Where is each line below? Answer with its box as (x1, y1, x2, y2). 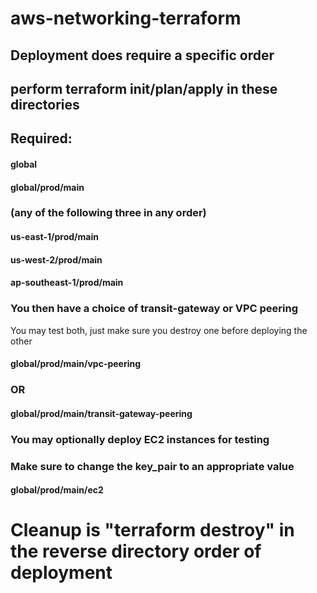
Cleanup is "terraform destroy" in (10, 519, 295, 542)
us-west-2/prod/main (10, 253, 103, 266)
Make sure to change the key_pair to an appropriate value (10, 459, 295, 473)
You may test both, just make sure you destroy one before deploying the (10, 324, 308, 336)
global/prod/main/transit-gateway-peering (10, 407, 193, 419)
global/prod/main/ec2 (10, 484, 104, 496)
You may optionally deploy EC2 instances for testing (10, 432, 270, 446)
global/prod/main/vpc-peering (10, 358, 142, 370)
